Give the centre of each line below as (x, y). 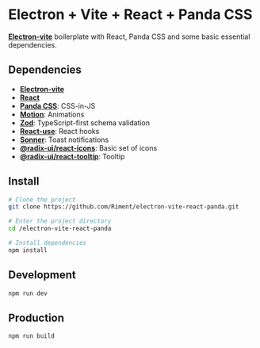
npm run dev (28, 293)
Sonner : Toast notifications (64, 140)
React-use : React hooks (59, 131)
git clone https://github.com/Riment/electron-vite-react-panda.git (124, 207)
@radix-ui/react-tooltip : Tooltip (72, 156)
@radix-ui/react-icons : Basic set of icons (88, 147)
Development (42, 275)
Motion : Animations (52, 114)
